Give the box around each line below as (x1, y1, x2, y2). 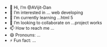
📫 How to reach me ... (9, 25, 54, 31)
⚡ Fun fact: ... (9, 37, 36, 43)
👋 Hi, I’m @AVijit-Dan (9, 5, 52, 10)
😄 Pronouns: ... (9, 32, 41, 38)
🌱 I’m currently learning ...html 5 (9, 15, 73, 20)
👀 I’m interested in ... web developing (9, 10, 83, 15)
